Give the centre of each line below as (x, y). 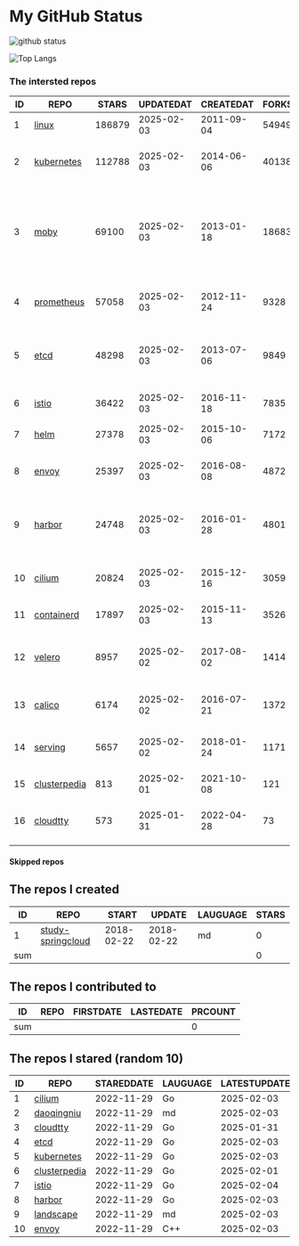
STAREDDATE (124, 1084)
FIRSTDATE (97, 1012)
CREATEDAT (227, 104)
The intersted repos (53, 81)
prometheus (60, 302)
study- (55, 930)
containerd (57, 615)
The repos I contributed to (83, 987)
